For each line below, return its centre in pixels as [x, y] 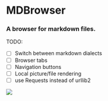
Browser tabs [31, 60]
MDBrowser [36, 10]
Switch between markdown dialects [58, 53]
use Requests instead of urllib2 [53, 80]
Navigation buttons [38, 67]
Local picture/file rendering [48, 73]
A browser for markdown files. [51, 29]
